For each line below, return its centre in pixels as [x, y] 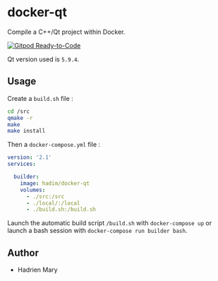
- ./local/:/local [53, 203]
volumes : [33, 190]
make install [26, 131]
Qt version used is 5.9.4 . [43, 59]
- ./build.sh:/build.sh [61, 210]
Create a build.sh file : [41, 98]
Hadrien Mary [37, 270]
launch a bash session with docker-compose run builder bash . [97, 231]
